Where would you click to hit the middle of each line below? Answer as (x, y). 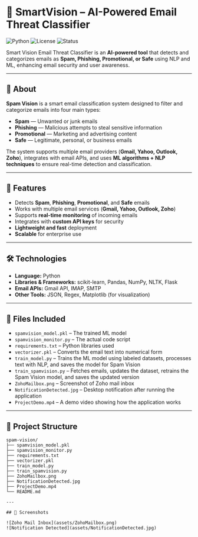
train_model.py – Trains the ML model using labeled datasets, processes (103, 358)
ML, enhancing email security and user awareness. (68, 65)
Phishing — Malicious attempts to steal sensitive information (88, 127)
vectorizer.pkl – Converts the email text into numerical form (88, 352)
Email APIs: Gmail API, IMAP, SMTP (58, 289)
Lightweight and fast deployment (56, 228)
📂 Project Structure (42, 426)
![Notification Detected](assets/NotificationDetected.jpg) (82, 528)
